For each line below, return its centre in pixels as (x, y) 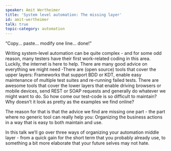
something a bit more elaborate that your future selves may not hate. (77, 143)
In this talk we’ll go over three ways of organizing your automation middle (82, 132)
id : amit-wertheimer (27, 19)
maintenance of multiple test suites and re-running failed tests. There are (82, 80)
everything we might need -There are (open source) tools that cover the (81, 70)
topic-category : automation (35, 29)
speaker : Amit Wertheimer (33, 10)
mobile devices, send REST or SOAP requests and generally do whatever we (86, 91)
